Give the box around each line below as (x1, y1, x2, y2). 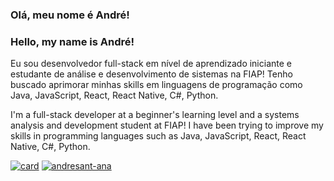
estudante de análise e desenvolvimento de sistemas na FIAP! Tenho (10, 68, 293, 80)
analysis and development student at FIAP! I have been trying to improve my (10, 119, 324, 132)
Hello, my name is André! (10, 34, 135, 48)
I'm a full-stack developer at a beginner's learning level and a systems (10, 109, 300, 121)
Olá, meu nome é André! (10, 8, 130, 22)
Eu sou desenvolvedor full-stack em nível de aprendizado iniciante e (10, 58, 292, 70)
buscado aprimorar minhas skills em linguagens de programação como (10, 79, 303, 91)
